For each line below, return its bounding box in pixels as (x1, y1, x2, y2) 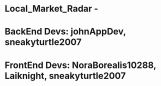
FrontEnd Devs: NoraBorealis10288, (4, 59, 156, 70)
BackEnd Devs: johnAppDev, (4, 26, 126, 37)
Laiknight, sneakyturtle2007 (4, 70, 126, 81)
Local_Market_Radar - (4, 3, 98, 14)
